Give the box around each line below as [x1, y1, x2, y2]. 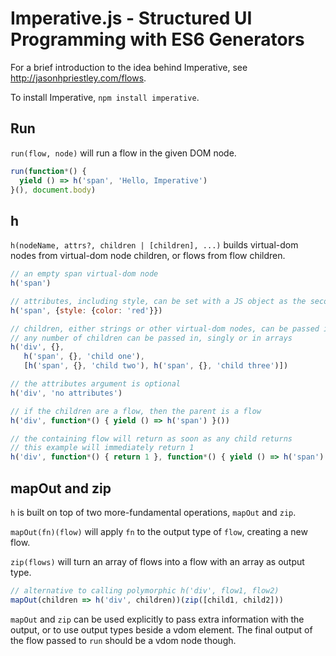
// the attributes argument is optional [10, 379, 182, 389]
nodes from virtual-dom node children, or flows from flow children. [10, 250, 286, 262]
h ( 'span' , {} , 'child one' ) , [23, 352, 145, 362]
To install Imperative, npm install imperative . [10, 91, 200, 103]
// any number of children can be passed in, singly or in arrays [10, 333, 293, 343]
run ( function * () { [10, 166, 87, 176]
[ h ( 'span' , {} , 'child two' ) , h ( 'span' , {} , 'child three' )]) [23, 361, 289, 371]
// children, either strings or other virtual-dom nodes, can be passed [10, 323, 320, 334]
